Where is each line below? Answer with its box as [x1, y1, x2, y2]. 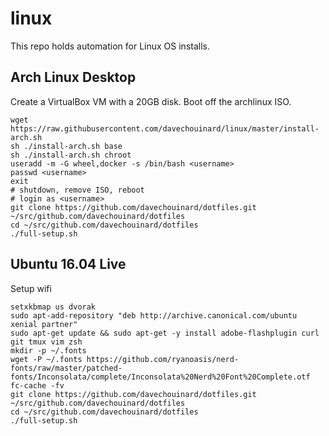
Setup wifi [10, 282, 52, 294]
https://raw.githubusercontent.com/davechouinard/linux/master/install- [10, 123, 320, 134]
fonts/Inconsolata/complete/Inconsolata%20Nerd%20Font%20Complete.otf [10, 372, 311, 382]
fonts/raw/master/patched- [10, 363, 123, 373]
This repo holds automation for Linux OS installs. [10, 40, 210, 52]
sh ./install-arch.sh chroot [10, 150, 132, 160]
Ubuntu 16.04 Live [10, 256, 127, 273]
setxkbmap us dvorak [10, 302, 97, 312]
